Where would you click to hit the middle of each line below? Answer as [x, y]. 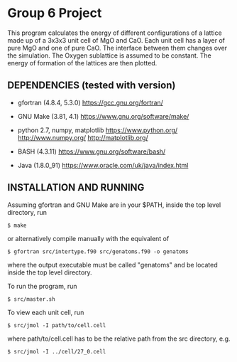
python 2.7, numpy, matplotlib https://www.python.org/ [98, 130]
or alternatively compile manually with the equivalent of [88, 238]
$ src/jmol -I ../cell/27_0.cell [57, 351]
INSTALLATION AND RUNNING [76, 187]
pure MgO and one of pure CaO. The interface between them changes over [117, 48]
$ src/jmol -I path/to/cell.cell [57, 325]
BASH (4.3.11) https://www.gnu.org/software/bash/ [92, 151]
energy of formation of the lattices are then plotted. [82, 63]
